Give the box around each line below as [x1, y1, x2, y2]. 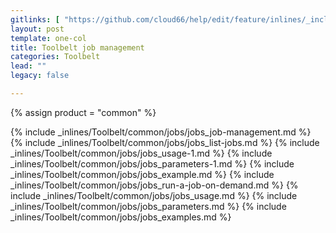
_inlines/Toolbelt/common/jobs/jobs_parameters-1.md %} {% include [10, 157, 295, 170]
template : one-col [10, 33, 87, 43]
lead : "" [10, 61, 47, 71]
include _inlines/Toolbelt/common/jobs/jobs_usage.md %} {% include [10, 189, 298, 201]
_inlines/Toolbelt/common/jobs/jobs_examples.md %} [10, 211, 232, 223]
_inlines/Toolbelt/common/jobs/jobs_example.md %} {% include [10, 168, 275, 180]
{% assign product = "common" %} [10, 106, 157, 118]
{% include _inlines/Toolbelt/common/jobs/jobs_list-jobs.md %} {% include [10, 136, 320, 148]
